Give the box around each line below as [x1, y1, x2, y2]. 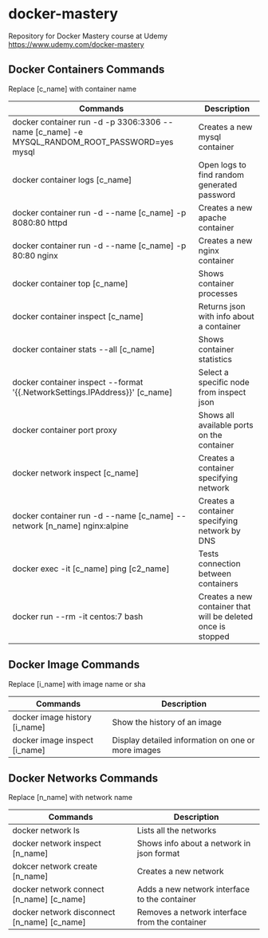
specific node [198, 376, 250, 388]
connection [198, 558, 241, 569]
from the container [136, 916, 207, 928]
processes [198, 288, 238, 299]
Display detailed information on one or [112, 735, 255, 746]
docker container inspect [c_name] [12, 310, 144, 321]
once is [198, 621, 226, 632]
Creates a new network [136, 866, 225, 877]
